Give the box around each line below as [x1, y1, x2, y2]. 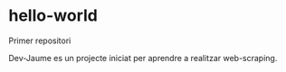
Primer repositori [8, 35, 71, 46]
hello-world [8, 5, 99, 26]
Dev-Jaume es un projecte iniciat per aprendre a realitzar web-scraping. [8, 52, 278, 63]
